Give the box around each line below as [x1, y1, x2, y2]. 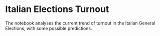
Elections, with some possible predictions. [5, 25, 92, 31]
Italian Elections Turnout [5, 3, 109, 15]
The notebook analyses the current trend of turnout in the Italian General [5, 20, 155, 26]
